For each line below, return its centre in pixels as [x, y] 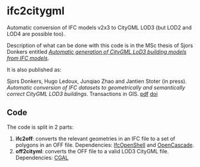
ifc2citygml [36, 11]
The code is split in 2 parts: [40, 127]
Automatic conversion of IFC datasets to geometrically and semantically [96, 87]
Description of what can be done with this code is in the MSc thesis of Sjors [100, 45]
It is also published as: [34, 69]
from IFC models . [28, 58]
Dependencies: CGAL [42, 157]
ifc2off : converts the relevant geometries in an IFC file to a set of [95, 138]
